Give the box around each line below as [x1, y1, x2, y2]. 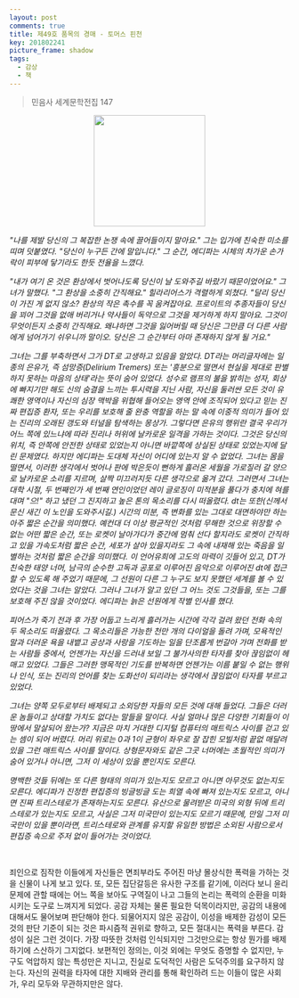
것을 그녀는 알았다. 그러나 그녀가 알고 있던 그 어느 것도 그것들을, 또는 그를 [32, 585, 287, 595]
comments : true [9, 21, 66, 30]
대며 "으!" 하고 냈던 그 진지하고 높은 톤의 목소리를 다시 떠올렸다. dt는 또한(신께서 [9, 495, 287, 506]
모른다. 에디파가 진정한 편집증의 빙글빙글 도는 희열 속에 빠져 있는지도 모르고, [9, 786, 273, 797]
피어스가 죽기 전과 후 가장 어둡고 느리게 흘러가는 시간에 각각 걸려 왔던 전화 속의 [9, 614, 282, 625]
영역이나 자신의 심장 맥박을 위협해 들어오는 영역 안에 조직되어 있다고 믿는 [25, 395, 278, 405]
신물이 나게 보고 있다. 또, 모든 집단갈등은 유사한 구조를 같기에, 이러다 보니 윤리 [18, 878, 289, 888]
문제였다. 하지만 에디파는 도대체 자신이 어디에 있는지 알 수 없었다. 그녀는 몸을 [18, 451, 285, 462]
